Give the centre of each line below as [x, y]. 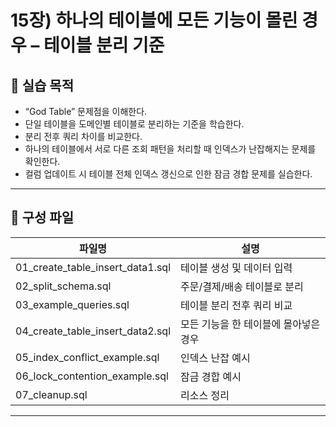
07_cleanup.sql [51, 394]
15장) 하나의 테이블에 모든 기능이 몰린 [154, 20]
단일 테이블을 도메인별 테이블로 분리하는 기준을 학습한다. [134, 124]
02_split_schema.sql [63, 286]
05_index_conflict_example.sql [87, 357]
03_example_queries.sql [72, 304]
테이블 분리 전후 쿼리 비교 [236, 305]
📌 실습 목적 [42, 85]
